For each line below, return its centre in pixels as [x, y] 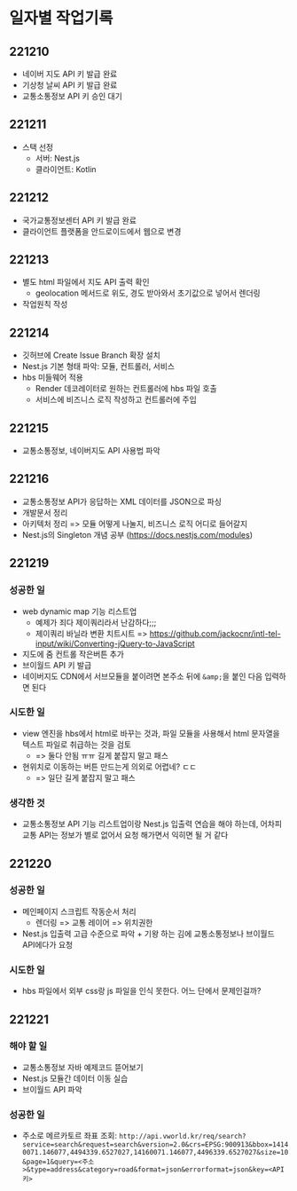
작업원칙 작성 [45, 304]
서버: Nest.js [57, 158]
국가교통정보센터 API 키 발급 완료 [79, 220]
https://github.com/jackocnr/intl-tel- [215, 633]
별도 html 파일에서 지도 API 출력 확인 [86, 282]
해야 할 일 [28, 1046]
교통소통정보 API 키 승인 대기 [72, 96]
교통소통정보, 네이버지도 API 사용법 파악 [91, 451]
